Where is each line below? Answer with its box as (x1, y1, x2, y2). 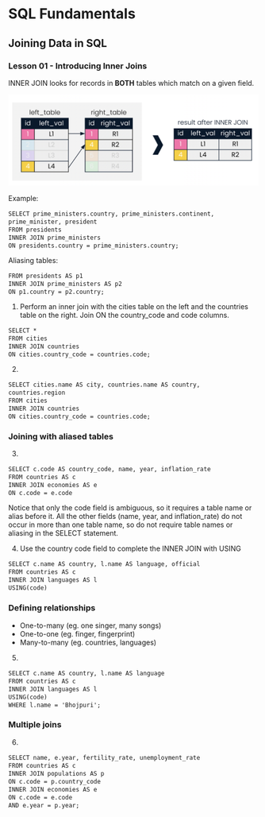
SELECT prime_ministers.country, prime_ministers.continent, (8, 210, 215, 218)
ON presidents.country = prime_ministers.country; (8, 242, 179, 250)
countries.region (8, 389, 66, 397)
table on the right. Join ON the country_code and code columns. (19, 310, 230, 319)
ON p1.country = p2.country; (8, 288, 105, 296)
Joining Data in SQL (8, 37, 107, 50)
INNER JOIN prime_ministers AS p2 (8, 280, 123, 288)
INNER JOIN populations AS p (8, 769, 105, 777)
